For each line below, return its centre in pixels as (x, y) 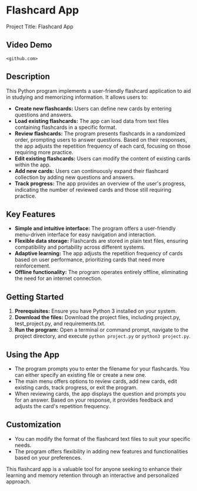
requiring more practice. (44, 152)
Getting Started (35, 297)
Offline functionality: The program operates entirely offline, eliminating (101, 272)
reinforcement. (33, 266)
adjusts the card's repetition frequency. (62, 406)
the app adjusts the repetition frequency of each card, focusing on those (103, 146)
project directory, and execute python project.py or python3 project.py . (103, 336)
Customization (34, 425)
